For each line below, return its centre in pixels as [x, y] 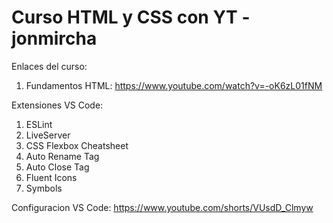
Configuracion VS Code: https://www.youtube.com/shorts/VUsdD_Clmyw [162, 207]
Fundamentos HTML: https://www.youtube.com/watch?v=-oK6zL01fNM [174, 85]
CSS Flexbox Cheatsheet [77, 145]
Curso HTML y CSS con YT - [131, 17]
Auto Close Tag [57, 167]
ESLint [39, 124]
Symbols [44, 188]
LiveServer [48, 135]
